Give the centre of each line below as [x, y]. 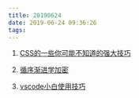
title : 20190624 [35, 15]
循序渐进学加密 [44, 70]
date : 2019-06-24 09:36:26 [53, 23]
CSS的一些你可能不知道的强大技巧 [75, 53]
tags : [17, 30]
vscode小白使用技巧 [53, 86]
